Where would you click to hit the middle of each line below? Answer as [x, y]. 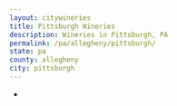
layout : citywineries [50, 18]
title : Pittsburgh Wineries [63, 26]
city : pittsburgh [42, 69]
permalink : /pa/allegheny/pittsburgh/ [83, 43]
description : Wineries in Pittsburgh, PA [89, 34]
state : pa [28, 52]
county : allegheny [44, 60]
